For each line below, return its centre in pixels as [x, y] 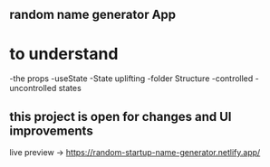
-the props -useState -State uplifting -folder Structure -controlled [131, 79]
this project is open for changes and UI [121, 116]
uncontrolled [33, 88]
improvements [51, 130]
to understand [64, 54]
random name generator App [93, 15]
